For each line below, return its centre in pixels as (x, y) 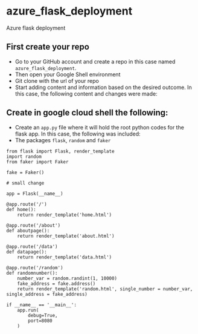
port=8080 (40, 321)
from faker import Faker (37, 162)
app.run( (28, 310)
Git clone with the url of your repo (57, 80)
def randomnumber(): (32, 273)
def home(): (21, 209)
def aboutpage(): (28, 231)
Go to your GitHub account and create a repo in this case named (95, 61)
